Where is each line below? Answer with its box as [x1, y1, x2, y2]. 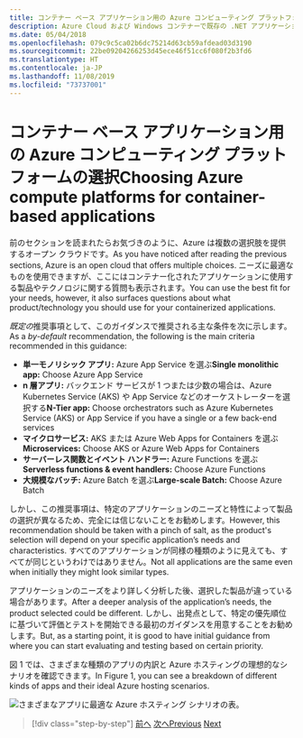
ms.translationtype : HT [9, 55, 99, 64]
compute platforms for [9, 187, 182, 208]
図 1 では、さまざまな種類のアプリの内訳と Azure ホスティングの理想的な [9, 659, 280, 669]
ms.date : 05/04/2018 [9, 30, 87, 39]
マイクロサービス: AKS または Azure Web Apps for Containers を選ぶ [22, 432, 279, 443]
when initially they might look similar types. [9, 566, 170, 577]
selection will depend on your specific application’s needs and [9, 534, 241, 545]
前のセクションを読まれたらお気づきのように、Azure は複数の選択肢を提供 [9, 236, 287, 248]
